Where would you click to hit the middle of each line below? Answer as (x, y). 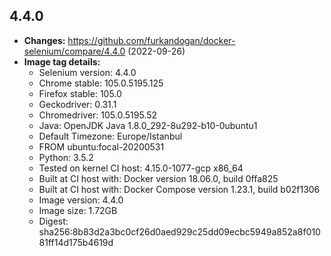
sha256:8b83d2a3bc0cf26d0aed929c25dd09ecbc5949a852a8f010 (179, 231)
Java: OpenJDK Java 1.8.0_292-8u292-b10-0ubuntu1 (148, 125)
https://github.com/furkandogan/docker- (151, 40)
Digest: (53, 221)
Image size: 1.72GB (78, 210)
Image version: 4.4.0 (81, 200)
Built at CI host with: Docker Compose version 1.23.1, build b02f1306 (179, 189)
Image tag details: (62, 61)
